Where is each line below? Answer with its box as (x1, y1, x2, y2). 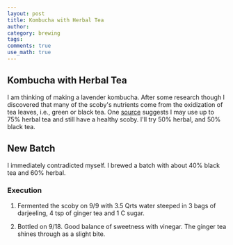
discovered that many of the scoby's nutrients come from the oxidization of (7, 100, 223, 108)
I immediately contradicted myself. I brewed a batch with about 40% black (7, 161, 220, 169)
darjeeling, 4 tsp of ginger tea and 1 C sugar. (17, 209, 145, 217)
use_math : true (7, 49, 51, 56)
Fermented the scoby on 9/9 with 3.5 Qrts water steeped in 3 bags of (17, 201, 216, 210)
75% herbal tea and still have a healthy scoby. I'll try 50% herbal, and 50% (7, 115, 221, 124)
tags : (7, 36, 23, 43)
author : (7, 23, 30, 30)
